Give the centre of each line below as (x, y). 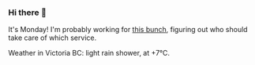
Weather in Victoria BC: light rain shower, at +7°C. (89, 53)
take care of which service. (52, 38)
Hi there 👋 (28, 13)
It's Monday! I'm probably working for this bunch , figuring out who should (128, 30)
